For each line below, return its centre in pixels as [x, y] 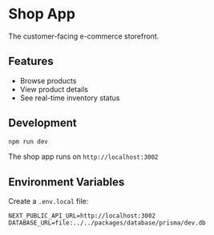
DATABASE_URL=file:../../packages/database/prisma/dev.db [107, 223]
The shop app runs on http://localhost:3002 [83, 156]
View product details [54, 89]
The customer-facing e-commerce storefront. [84, 36]
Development [43, 123]
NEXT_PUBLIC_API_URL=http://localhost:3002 [82, 216]
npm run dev [28, 141]
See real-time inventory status [70, 98]
